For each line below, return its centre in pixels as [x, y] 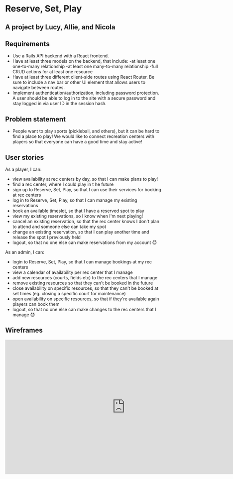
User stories [24, 157]
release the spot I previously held [47, 238]
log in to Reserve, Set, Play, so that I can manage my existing [75, 200]
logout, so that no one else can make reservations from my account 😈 [85, 242]
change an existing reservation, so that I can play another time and [81, 232]
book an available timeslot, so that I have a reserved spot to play [78, 211]
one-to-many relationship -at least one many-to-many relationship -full [85, 66]
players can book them [36, 304]
